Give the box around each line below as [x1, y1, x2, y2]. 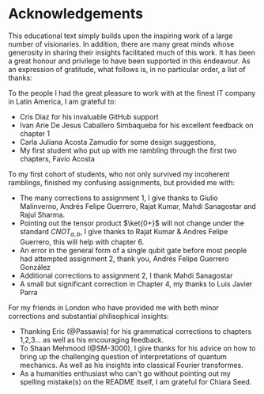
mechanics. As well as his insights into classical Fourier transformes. [19, 360, 243, 369]
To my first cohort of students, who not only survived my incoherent [8, 169, 230, 179]
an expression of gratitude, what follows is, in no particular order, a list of [8, 64, 247, 74]
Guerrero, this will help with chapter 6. [19, 237, 145, 246]
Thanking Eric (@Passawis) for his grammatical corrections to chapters [19, 326, 252, 336]
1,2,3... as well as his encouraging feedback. [19, 335, 164, 344]
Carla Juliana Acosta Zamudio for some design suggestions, [19, 137, 217, 146]
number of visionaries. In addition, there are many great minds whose [8, 39, 235, 48]
